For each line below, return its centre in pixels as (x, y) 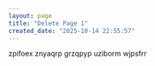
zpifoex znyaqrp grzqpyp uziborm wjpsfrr (77, 54)
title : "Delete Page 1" (48, 23)
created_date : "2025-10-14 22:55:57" (72, 31)
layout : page (30, 16)
